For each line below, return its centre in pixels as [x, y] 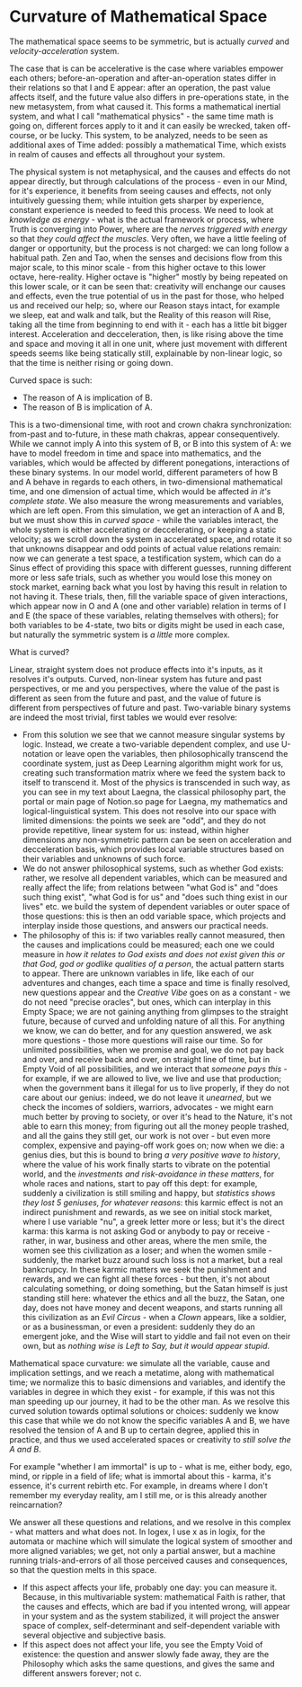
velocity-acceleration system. [64, 50]
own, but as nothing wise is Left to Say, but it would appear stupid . [146, 1345]
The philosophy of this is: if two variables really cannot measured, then [154, 935]
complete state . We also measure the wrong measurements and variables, [147, 501]
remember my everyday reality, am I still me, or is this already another [138, 1495]
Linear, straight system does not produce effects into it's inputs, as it [136, 669]
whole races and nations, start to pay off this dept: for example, [140, 1183]
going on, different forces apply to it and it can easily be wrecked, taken [142, 125]
